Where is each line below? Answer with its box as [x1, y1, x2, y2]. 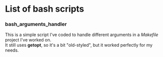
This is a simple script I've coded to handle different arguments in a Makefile [5, 32, 159, 38]
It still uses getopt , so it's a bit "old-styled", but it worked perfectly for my [5, 42, 153, 48]
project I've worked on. [5, 37, 52, 43]
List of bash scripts [5, 3, 84, 15]
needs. [5, 47, 19, 53]
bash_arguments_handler [5, 21, 67, 28]
